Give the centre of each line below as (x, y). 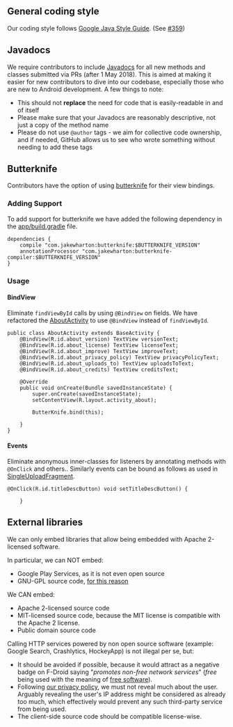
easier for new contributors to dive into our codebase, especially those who (115, 81)
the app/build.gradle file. (42, 226)
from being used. (42, 709)
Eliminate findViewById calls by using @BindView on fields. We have (103, 313)
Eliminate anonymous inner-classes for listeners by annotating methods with (116, 462)
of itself (28, 110)
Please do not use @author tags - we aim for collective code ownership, (119, 132)
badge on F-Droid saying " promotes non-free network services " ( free (117, 672)
